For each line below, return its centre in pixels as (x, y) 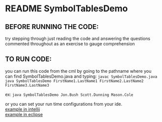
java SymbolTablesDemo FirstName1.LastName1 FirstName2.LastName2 (74, 81)
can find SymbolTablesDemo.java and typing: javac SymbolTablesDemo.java (81, 76)
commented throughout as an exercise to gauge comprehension (70, 44)
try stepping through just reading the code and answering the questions (78, 38)
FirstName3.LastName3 (27, 85)
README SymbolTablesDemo (67, 9)
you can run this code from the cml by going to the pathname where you (78, 71)
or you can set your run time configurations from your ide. (64, 104)
